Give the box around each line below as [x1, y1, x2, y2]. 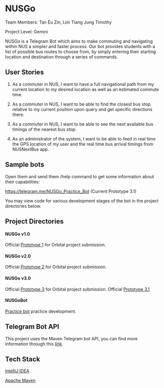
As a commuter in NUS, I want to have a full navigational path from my [12, 81, 154, 87]
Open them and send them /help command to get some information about [5, 173, 154, 179]
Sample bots [5, 161, 44, 169]
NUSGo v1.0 [5, 231, 30, 237]
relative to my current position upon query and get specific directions [12, 106, 153, 112]
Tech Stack [5, 355, 40, 363]
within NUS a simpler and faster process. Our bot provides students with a [5, 43, 156, 49]
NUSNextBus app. [12, 146, 49, 152]
